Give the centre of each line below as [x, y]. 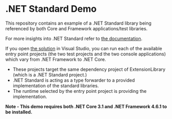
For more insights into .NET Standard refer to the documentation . [74, 38]
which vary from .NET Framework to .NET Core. [56, 59]
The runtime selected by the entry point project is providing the [80, 91]
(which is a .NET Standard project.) [50, 74]
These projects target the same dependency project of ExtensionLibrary [89, 69]
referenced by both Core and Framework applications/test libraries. [77, 28]
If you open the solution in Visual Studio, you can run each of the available [84, 48]
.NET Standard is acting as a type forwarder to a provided [74, 80]
